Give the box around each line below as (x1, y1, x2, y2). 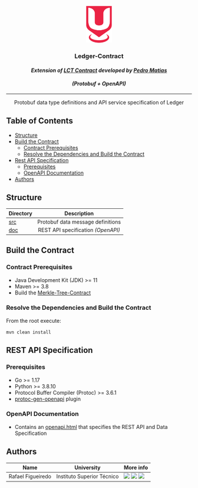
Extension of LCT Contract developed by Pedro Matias (31, 67, 167, 74)
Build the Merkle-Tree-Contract (14, 289, 91, 296)
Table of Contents (6, 116, 74, 126)
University (74, 464, 101, 471)
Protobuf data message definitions (37, 218, 121, 225)
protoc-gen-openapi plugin (14, 395, 81, 402)
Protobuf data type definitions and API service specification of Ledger (14, 99, 184, 106)
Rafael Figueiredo (8, 473, 52, 480)
